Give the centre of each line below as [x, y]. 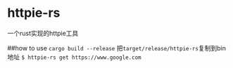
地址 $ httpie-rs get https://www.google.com [74, 57]
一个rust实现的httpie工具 [43, 33]
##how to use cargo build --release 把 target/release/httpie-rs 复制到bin [117, 48]
